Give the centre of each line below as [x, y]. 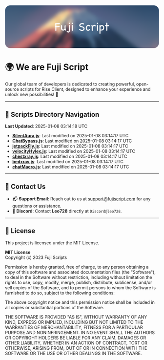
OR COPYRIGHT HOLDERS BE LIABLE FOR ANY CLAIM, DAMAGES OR [76, 338]
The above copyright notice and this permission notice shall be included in [80, 302]
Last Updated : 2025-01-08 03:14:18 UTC [46, 126]
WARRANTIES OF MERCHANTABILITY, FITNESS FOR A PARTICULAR [74, 327]
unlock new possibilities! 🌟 [32, 95]
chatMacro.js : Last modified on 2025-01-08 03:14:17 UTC [71, 167]
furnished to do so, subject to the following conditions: [60, 293]
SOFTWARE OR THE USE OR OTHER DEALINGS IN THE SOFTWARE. [73, 353]
